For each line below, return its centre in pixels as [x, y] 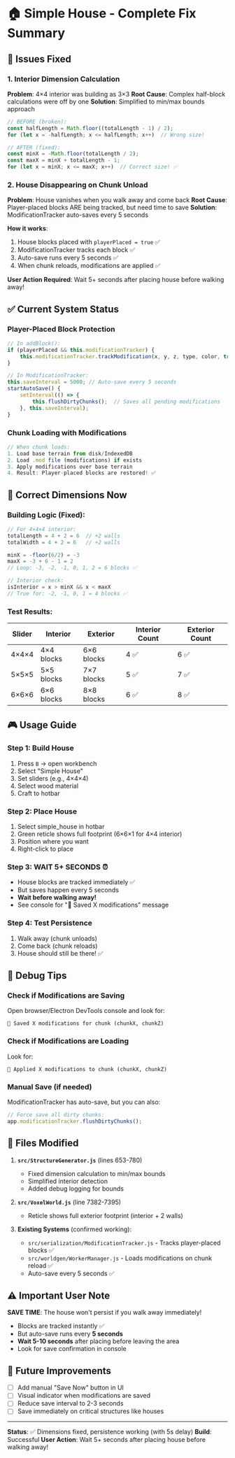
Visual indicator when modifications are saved [84, 1396]
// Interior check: [36, 581]
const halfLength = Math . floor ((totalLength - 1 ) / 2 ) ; [90, 128]
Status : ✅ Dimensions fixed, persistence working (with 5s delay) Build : [109, 1432]
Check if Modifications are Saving [66, 996]
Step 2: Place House [42, 811]
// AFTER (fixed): [34, 148]
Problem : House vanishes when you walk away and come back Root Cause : [117, 200]
